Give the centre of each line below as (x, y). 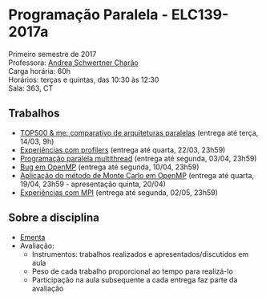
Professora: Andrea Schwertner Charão (73, 63)
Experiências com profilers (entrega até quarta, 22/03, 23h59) (123, 149)
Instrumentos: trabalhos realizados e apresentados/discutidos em (140, 254)
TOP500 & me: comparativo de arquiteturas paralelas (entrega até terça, (139, 132)
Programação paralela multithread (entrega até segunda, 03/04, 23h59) (138, 158)
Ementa (32, 237)
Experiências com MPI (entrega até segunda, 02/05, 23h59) (119, 192)
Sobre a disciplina (54, 218)
